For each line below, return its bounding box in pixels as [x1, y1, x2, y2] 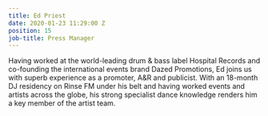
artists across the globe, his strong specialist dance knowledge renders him [8, 90, 258, 100]
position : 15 [8, 26, 52, 34]
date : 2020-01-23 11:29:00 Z [8, 19, 106, 27]
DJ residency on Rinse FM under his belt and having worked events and [8, 82, 246, 91]
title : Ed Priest [8, 11, 66, 20]
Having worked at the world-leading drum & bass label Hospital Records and [8, 56, 261, 66]
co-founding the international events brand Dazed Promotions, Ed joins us [8, 65, 252, 74]
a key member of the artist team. [8, 98, 116, 108]
